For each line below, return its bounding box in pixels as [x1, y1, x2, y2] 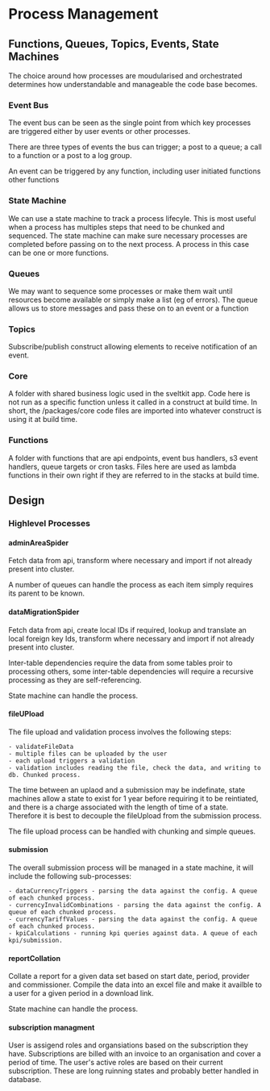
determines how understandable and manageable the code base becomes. [8, 80, 258, 89]
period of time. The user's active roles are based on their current [8, 1058, 223, 1068]
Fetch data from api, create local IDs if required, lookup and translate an [8, 625, 247, 634]
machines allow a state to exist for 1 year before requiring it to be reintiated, [8, 793, 259, 803]
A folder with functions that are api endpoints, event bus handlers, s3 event [8, 453, 259, 462]
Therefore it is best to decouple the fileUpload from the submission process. [8, 810, 262, 820]
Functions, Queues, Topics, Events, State [8, 37, 219, 51]
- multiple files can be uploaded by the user [8, 750, 168, 758]
